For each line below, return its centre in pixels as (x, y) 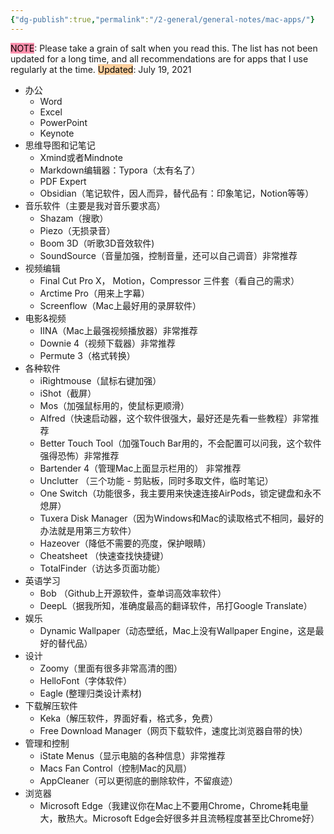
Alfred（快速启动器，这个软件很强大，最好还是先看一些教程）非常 (175, 418)
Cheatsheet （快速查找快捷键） (104, 555)
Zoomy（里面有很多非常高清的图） (111, 668)
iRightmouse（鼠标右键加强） (100, 380)
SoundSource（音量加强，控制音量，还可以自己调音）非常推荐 (168, 255)
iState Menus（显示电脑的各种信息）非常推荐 (132, 755)
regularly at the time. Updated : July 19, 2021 (101, 69)
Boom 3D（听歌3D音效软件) (97, 243)
